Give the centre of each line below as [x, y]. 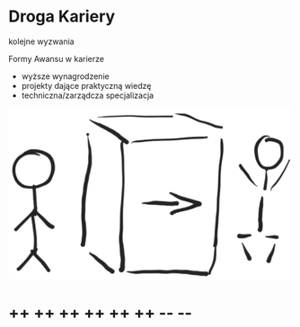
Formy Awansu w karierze [57, 58]
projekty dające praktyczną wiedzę [86, 85]
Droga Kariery [62, 17]
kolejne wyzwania [41, 41]
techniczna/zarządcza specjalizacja [88, 95]
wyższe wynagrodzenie [65, 76]
